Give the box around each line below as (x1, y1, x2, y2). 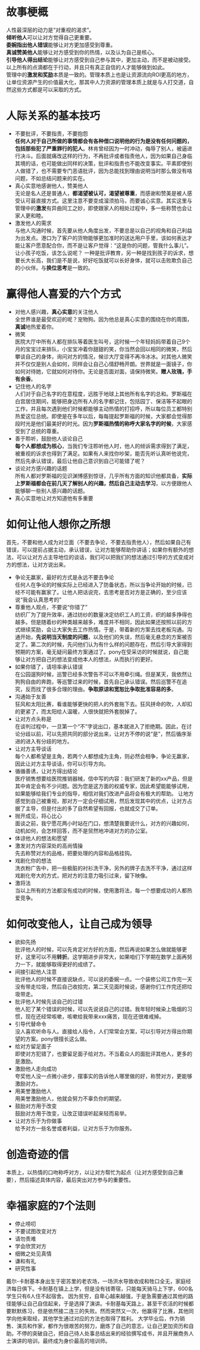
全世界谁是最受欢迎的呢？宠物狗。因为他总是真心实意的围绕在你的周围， (14, 316, 192, 323)
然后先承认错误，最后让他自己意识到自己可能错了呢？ (14, 457, 146, 464)
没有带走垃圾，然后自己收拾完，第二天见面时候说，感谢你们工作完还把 (14, 983, 187, 990)
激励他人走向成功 (14, 1065, 57, 1072)
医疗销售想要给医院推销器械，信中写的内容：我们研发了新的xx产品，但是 (14, 775, 193, 782)
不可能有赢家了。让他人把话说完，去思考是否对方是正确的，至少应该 (20, 588, 187, 595)
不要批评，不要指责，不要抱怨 (14, 129, 88, 137)
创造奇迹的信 (6, 1148, 70, 1161)
